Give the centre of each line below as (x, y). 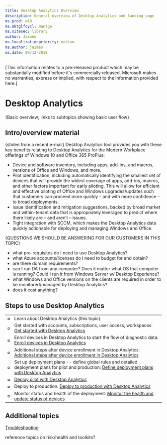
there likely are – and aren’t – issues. (49, 218)
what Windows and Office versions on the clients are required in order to (87, 279)
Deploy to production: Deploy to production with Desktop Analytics (82, 386)
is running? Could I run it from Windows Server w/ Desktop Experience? (86, 274)
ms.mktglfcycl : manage (29, 26)
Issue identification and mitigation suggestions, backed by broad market (86, 207)
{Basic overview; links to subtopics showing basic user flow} (67, 117)
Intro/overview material (42, 133)
